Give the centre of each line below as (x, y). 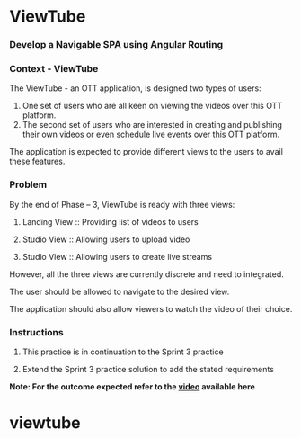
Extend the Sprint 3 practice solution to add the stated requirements (148, 369)
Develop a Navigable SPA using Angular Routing (116, 45)
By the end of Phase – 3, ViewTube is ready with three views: (122, 204)
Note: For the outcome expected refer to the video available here (133, 387)
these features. (37, 161)
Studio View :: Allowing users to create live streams (117, 256)
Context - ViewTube (54, 69)
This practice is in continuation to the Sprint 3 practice (123, 352)
